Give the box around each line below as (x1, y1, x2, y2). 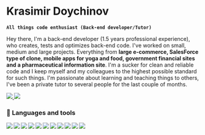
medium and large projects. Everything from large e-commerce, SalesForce (6, 48, 199, 56)
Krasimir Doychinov (6, 4, 109, 18)
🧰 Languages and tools (6, 108, 76, 117)
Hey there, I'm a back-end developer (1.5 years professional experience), (6, 35, 190, 42)
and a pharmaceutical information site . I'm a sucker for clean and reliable (6, 61, 194, 68)
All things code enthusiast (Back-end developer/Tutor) (6, 24, 152, 31)
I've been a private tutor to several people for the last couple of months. (6, 81, 188, 88)
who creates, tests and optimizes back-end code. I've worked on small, (6, 42, 187, 49)
